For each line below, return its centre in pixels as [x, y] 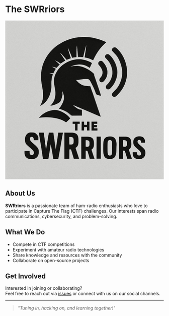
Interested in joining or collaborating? [44, 288]
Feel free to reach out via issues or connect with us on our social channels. [83, 294]
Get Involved [26, 276]
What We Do [25, 232]
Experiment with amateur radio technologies [58, 249]
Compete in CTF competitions [44, 244]
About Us [20, 193]
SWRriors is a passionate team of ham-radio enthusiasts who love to [76, 206]
